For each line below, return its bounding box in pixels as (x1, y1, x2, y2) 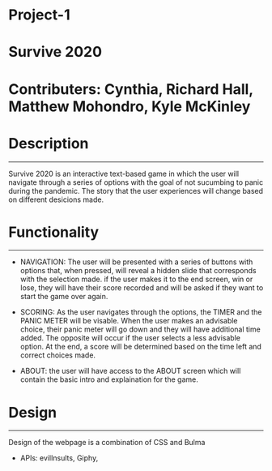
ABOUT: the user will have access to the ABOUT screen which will (19, 366, 241, 376)
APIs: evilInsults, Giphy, (19, 453, 99, 463)
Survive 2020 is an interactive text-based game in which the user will (8, 169, 240, 178)
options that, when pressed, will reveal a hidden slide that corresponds (19, 266, 257, 276)
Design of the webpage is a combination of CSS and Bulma (8, 438, 206, 447)
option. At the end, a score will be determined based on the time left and (19, 342, 261, 352)
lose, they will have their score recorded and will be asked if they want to (19, 283, 264, 293)
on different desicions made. (8, 195, 104, 204)
